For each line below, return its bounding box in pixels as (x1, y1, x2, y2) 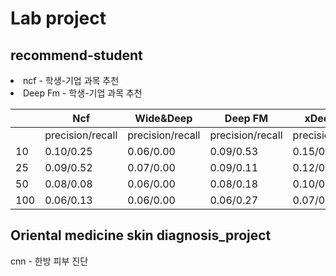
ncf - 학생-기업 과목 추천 (23, 75, 120, 86)
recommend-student (10, 47, 143, 64)
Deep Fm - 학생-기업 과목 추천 (23, 87, 143, 99)
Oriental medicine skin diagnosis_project (10, 227, 272, 244)
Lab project (10, 7, 107, 30)
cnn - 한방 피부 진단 (10, 255, 89, 267)
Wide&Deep (134, 112, 193, 125)
